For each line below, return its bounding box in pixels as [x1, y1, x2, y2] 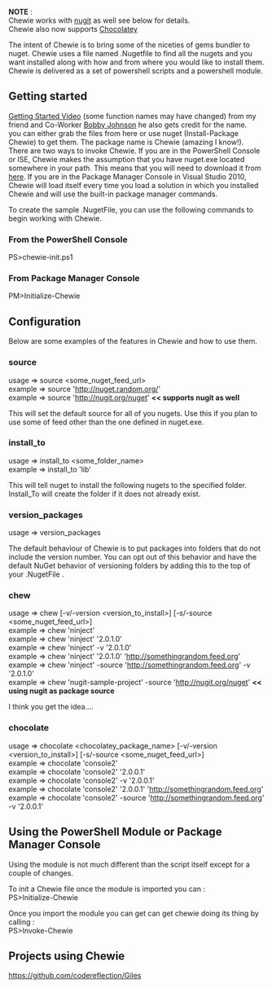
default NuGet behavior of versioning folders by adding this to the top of [8, 561, 251, 571]
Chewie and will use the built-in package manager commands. [8, 189, 218, 199]
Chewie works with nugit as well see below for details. [8, 15, 191, 25]
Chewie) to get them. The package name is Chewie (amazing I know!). [8, 137, 244, 147]
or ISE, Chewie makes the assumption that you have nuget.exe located [8, 154, 245, 164]
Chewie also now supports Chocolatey [8, 24, 138, 33]
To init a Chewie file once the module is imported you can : [8, 884, 206, 894]
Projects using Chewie [8, 949, 125, 963]
